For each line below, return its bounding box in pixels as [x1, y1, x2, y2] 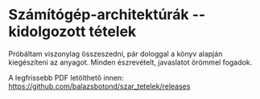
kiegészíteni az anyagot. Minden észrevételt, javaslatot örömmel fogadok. [8, 57, 253, 67]
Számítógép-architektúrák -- [8, 6, 206, 24]
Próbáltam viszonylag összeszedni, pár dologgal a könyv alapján [8, 49, 223, 58]
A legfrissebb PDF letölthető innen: [8, 73, 125, 82]
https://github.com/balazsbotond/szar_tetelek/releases [8, 81, 191, 91]
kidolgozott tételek [8, 22, 137, 41]
